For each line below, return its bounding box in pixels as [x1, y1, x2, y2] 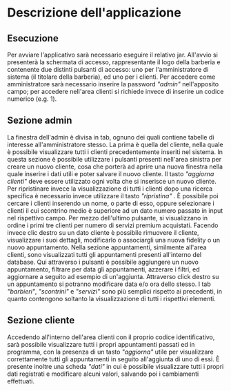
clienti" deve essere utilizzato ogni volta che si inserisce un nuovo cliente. [7, 177, 217, 185]
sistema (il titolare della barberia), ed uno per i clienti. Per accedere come [7, 73, 216, 81]
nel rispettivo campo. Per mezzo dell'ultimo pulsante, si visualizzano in [7, 213, 208, 222]
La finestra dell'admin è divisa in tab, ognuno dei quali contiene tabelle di [7, 133, 214, 141]
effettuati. [7, 376, 35, 385]
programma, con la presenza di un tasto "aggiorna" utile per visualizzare [7, 347, 214, 356]
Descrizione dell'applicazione [7, 5, 181, 21]
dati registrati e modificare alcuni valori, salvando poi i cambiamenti [7, 370, 199, 378]
